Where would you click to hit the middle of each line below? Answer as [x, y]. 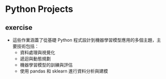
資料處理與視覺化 [37, 52]
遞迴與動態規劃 [35, 59]
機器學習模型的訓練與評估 [46, 65]
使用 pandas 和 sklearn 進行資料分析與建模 [64, 71]
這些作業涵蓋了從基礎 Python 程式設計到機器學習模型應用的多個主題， [84, 40]
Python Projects [39, 9]
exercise [19, 28]
